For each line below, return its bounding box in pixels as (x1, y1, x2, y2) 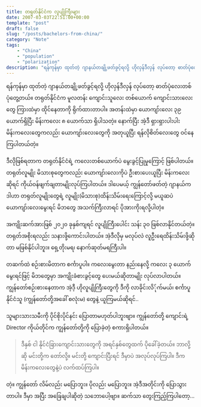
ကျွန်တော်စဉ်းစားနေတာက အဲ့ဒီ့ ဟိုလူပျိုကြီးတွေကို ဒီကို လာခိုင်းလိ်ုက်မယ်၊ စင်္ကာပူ (6, 284, 191, 291)
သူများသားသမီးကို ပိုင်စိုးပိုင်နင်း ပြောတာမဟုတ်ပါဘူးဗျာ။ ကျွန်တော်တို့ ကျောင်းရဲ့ (6, 312, 188, 320)
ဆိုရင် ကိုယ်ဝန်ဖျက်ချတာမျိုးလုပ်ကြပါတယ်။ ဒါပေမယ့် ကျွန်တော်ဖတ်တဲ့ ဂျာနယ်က (6, 181, 191, 188)
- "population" (17, 53, 55, 59)
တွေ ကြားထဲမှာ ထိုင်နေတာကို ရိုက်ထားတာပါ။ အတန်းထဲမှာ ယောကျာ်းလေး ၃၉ (6, 106, 181, 113)
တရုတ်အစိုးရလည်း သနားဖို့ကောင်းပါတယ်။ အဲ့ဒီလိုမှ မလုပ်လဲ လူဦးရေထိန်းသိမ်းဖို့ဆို (6, 232, 195, 239)
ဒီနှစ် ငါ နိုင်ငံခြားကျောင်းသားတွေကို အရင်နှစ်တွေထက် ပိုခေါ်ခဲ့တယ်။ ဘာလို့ (20, 341, 191, 348)
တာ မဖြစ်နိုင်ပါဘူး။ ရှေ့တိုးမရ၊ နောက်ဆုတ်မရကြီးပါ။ (6, 244, 127, 251)
